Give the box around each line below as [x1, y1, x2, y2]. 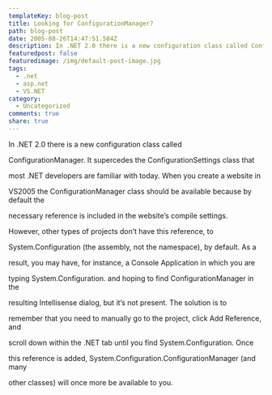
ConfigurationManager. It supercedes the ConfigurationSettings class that [8, 155, 255, 164]
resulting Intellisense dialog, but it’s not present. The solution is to [8, 297, 227, 308]
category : [8, 95, 42, 103]
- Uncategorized [15, 102, 70, 110]
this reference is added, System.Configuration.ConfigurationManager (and [8, 353, 257, 363]
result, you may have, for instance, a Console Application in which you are [8, 257, 256, 267]
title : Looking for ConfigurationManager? [8, 19, 154, 28]
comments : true [8, 110, 60, 118]
